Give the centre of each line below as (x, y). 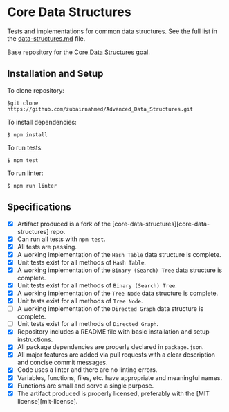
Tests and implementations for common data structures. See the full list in (112, 31)
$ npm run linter (32, 186)
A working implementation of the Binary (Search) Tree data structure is (120, 270)
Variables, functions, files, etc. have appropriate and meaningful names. (120, 377)
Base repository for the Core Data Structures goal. (79, 52)
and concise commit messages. (63, 362)
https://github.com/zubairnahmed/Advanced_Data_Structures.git (100, 109)
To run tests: (25, 147)
